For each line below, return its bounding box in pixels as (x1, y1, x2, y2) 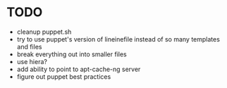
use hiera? (16, 57, 47, 65)
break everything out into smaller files (16, 50, 128, 58)
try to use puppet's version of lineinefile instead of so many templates (16, 34, 220, 43)
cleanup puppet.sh (16, 27, 72, 36)
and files (16, 42, 42, 51)
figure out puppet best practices (16, 72, 111, 81)
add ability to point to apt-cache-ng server (16, 65, 141, 73)
